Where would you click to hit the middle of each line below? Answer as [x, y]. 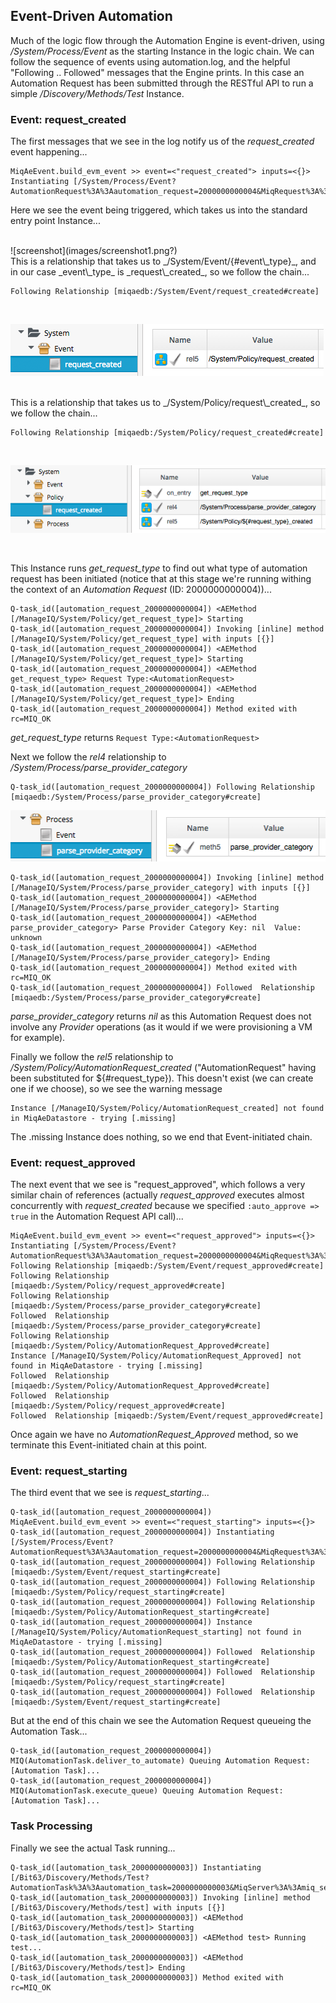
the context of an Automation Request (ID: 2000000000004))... [141, 590]
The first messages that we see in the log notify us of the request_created [162, 141]
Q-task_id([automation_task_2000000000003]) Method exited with [147, 1977]
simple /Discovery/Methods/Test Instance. [97, 93]
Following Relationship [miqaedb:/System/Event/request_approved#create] [167, 1266]
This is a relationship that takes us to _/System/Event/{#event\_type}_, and [163, 261]
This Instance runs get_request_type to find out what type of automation [159, 568]
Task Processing [51, 1826]
